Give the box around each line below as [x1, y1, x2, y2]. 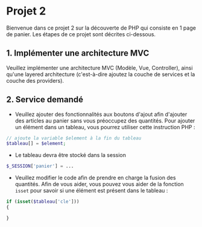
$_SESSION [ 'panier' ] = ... [6, 163, 74, 170]
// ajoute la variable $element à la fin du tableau [6, 135, 142, 141]
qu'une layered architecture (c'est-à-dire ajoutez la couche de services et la [6, 71, 195, 78]
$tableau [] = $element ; [6, 141, 66, 147]
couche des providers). [6, 77, 65, 84]
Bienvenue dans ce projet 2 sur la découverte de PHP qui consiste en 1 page [6, 24, 196, 31]
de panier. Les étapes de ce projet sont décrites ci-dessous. [6, 30, 156, 37]
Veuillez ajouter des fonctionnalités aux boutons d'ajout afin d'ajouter [14, 110, 188, 118]
